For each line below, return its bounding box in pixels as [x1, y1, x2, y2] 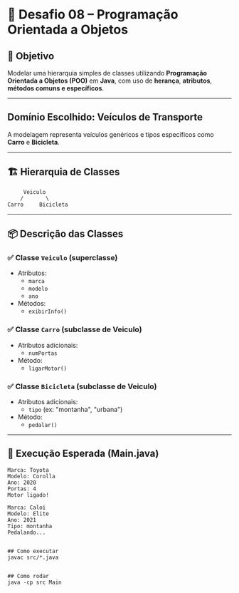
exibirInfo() [28, 308, 68, 316]
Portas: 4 [7, 485, 37, 493]
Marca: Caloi [7, 504, 46, 511]
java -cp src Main [7, 579, 62, 586]
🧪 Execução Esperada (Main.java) [7, 448, 159, 460]
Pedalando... [7, 529, 46, 536]
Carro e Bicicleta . [7, 138, 60, 146]
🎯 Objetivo [7, 50, 55, 62]
